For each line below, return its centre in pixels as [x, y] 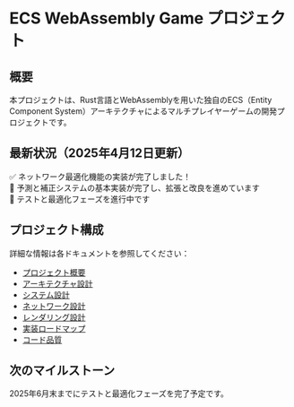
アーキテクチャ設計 [57, 283]
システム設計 [46, 294]
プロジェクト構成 [56, 230]
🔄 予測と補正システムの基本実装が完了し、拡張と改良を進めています [134, 187]
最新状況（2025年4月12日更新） [99, 153]
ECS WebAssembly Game [107, 18]
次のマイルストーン [62, 371]
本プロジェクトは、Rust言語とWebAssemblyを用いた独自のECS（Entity [141, 100]
